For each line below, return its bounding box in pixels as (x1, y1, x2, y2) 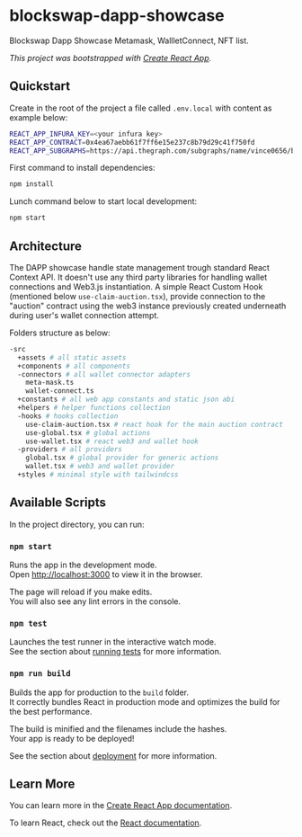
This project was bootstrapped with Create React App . (9, 52, 212, 63)
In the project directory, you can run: (9, 519, 145, 530)
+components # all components (17, 361, 130, 370)
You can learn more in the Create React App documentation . (9, 800, 233, 811)
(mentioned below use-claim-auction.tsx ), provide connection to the (9, 290, 266, 301)
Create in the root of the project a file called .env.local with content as (9, 102, 272, 113)
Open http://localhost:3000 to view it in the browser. (9, 569, 203, 580)
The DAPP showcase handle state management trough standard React (9, 262, 270, 272)
